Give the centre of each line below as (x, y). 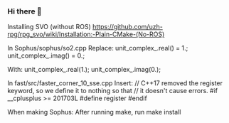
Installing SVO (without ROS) (49, 27)
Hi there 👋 (25, 11)
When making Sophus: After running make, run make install (94, 112)
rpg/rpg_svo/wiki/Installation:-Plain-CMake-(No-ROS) (86, 34)
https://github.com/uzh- (128, 27)
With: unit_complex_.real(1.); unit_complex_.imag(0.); (84, 70)
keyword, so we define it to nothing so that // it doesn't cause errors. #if (113, 91)
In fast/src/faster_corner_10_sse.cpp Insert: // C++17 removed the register (115, 83)
